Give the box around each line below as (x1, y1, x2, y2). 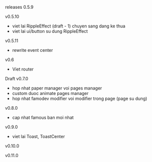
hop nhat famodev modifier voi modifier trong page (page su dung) (12, 95, 148, 101)
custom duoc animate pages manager (12, 91, 89, 96)
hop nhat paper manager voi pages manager (12, 85, 102, 91)
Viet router (12, 66, 34, 72)
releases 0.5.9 (5, 4, 34, 10)
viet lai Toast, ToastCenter (12, 134, 65, 139)
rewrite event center (12, 47, 53, 53)
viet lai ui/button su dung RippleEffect (12, 28, 88, 34)
